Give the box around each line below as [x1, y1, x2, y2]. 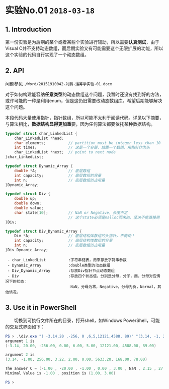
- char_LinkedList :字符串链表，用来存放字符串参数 [7, 257, 127, 262]
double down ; [14, 201, 42, 206]
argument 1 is [5, 339, 35, 344]
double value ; [14, 205, 44, 211]
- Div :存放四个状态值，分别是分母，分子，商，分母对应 [7, 273, 157, 279]
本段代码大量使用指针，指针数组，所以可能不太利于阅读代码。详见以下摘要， [5, 115, 164, 121]
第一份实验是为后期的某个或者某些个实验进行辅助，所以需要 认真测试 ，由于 [5, 39, 159, 45]
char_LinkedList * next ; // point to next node [14, 150, 116, 155]
